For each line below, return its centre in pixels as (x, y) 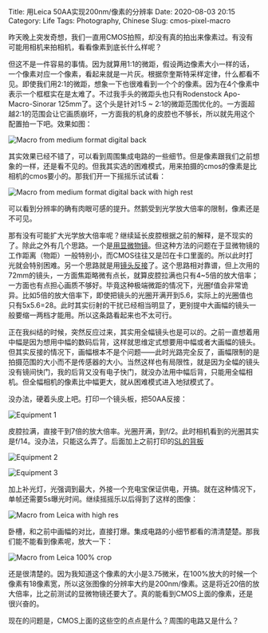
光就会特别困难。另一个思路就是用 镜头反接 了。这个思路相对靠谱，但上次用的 (134, 265)
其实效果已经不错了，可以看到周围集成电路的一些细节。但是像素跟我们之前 (130, 156)
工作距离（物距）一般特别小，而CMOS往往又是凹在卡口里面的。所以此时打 (131, 255)
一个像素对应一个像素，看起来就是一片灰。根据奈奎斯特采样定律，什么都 (127, 74)
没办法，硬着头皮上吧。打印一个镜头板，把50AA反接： (98, 399)
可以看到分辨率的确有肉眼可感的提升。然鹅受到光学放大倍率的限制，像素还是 (134, 208)
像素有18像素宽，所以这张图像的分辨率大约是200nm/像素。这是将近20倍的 (130, 584)
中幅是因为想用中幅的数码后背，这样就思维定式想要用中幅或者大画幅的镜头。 (134, 342)
